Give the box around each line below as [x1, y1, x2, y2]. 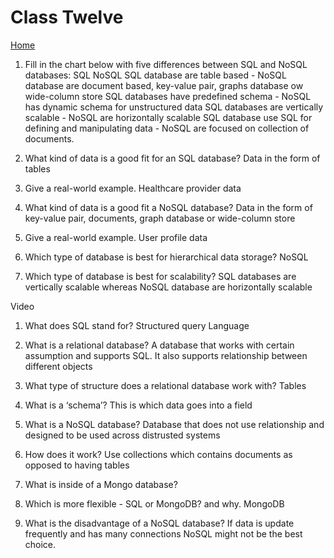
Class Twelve [10, 6, 124, 29]
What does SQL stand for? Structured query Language [24, 319, 250, 331]
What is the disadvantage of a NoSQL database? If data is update [24, 517, 295, 529]
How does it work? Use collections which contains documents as [24, 448, 293, 460]
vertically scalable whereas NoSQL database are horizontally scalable [24, 281, 313, 293]
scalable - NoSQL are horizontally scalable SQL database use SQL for [24, 111, 313, 123]
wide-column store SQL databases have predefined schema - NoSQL [24, 90, 312, 102]
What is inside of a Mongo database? [24, 478, 178, 490]
